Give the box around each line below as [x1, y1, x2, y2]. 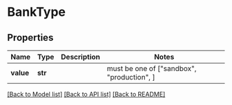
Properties [7, 32, 54, 44]
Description [61, 52, 100, 61]
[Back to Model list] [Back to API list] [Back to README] [7, 90, 166, 98]
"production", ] [106, 73, 155, 82]
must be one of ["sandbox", [106, 64, 197, 73]
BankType [7, 4, 66, 20]
